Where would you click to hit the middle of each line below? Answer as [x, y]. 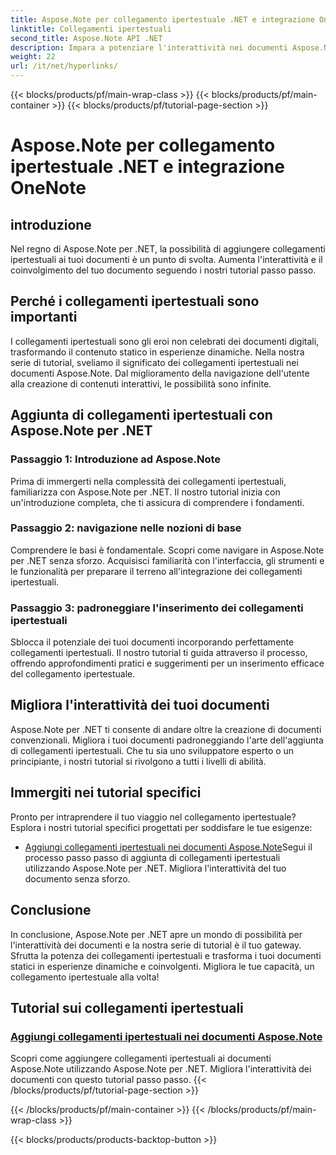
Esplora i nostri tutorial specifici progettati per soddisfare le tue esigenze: [161, 827]
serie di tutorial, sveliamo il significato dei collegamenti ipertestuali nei [154, 362]
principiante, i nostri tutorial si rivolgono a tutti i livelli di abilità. [138, 761]
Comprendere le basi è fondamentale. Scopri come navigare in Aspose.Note [167, 550]
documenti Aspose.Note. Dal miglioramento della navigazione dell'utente [160, 373]
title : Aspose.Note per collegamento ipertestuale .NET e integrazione [162, 19]
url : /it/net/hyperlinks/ [64, 66]
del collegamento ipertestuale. [73, 674]
